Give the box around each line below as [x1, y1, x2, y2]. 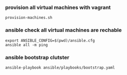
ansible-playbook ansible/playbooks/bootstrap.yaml [5, 65, 115, 70]
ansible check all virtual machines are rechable [5, 27, 122, 34]
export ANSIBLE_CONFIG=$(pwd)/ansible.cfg [5, 38, 95, 43]
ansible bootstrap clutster [5, 54, 69, 61]
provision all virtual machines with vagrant [5, 4, 111, 11]
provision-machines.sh [5, 15, 52, 20]
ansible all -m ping [5, 42, 48, 47]
